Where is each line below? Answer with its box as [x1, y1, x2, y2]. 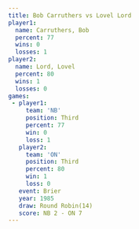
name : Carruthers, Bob [15, 26, 90, 34]
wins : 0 [15, 41, 41, 49]
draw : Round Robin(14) [18, 201, 93, 209]
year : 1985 [18, 194, 55, 202]
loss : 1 [25, 135, 51, 144]
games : [8, 92, 30, 100]
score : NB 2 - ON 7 [18, 209, 82, 217]
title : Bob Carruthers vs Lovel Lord [8, 11, 132, 20]
